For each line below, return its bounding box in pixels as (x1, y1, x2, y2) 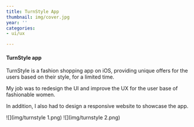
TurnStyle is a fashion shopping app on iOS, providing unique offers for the (6, 67, 188, 74)
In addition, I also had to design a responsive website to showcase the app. (6, 103, 189, 110)
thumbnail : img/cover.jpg (6, 14, 70, 20)
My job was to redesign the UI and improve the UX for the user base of (6, 85, 178, 92)
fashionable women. (6, 91, 55, 98)
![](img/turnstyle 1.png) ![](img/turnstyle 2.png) (6, 114, 121, 121)
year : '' (6, 19, 28, 25)
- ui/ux (6, 31, 25, 37)
